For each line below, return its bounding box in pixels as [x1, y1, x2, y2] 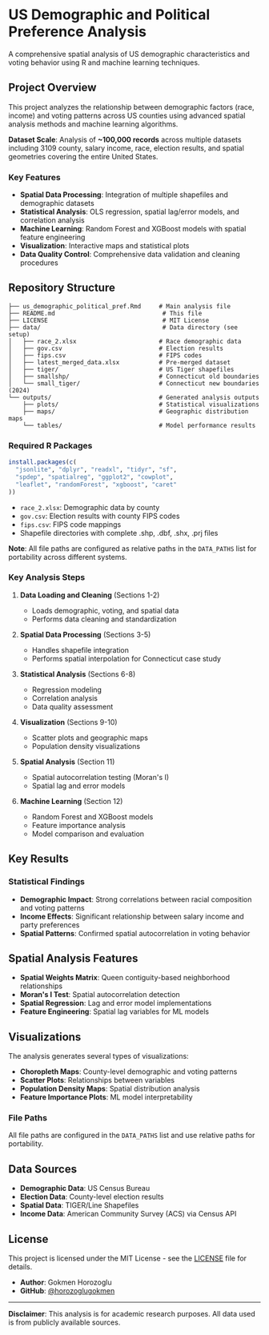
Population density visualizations [31, 741, 141, 750]
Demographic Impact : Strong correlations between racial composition [19, 895, 252, 904]
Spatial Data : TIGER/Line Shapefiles [19, 1200, 139, 1210]
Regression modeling [31, 685, 102, 694]
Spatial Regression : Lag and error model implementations [19, 999, 212, 1008]
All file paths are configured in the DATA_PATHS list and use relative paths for [8, 1131, 255, 1140]
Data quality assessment [31, 702, 114, 711]
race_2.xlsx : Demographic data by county [19, 502, 160, 512]
